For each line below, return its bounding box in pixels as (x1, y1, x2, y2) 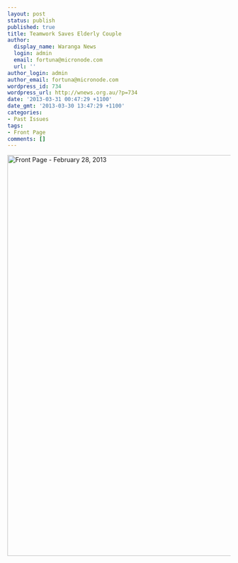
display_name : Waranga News (13, 43, 97, 50)
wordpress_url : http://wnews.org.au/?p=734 (7, 89, 138, 96)
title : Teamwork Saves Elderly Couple (7, 30, 122, 37)
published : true (7, 23, 55, 30)
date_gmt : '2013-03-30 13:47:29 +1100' (7, 103, 125, 110)
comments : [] (7, 135, 46, 142)
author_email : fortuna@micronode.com (7, 76, 119, 83)
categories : (7, 109, 42, 116)
